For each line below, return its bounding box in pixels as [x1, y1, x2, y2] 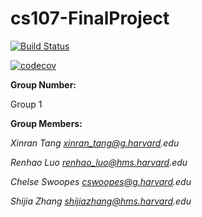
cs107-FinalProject [10, 7, 170, 30]
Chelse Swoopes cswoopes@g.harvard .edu [10, 175, 192, 187]
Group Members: [10, 117, 83, 129]
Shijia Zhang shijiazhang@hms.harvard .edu [10, 195, 192, 207]
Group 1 [10, 98, 43, 110]
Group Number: [10, 78, 77, 91]
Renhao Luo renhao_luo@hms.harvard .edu [10, 156, 188, 168]
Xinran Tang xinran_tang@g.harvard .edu [10, 137, 180, 149]
